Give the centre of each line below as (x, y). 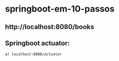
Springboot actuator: (37, 43)
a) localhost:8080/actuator (34, 54)
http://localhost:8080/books (50, 27)
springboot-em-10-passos (60, 9)
